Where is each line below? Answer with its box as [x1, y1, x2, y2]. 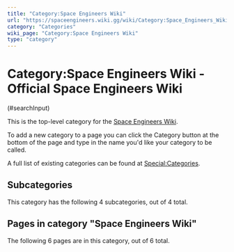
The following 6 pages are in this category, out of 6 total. [7, 236, 170, 244]
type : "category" [7, 36, 58, 43]
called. [7, 145, 26, 154]
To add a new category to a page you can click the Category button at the [7, 131, 219, 139]
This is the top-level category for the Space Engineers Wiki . [7, 118, 178, 126]
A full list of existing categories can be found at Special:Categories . [7, 159, 201, 168]
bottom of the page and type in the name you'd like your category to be [7, 139, 212, 147]
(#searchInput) [7, 104, 50, 112]
